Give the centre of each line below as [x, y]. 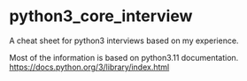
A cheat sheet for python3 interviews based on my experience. [124, 40]
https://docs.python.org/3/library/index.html [89, 67]
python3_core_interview [101, 16]
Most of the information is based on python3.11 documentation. [124, 57]
